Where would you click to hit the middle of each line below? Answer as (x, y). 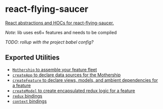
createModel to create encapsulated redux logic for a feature (74, 91)
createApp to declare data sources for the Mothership (66, 75)
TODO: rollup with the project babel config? (49, 42)
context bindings (29, 101)
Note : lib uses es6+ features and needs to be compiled (61, 32)
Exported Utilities (33, 58)
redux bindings (27, 96)
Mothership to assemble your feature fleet (55, 69)
